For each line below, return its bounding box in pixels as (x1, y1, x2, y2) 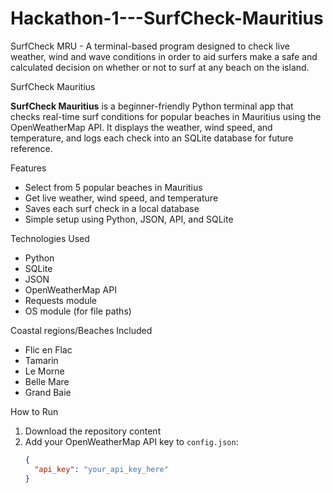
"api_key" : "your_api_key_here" (34, 464, 169, 474)
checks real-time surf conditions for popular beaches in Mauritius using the (10, 110, 322, 122)
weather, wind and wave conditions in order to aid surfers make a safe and (10, 50, 318, 62)
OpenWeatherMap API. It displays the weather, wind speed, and (10, 121, 273, 133)
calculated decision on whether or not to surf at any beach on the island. (10, 61, 310, 73)
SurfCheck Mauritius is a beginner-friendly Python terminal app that (10, 100, 294, 112)
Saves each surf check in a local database (24, 202, 200, 214)
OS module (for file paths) (24, 305, 132, 317)
